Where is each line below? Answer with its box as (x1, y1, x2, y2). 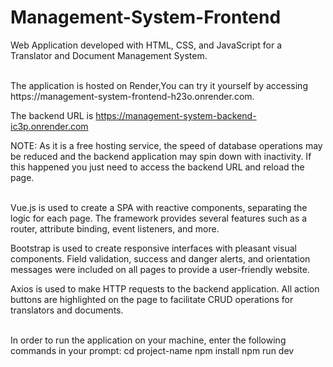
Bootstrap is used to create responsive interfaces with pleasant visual (10, 242, 297, 254)
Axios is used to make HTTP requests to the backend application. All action (10, 282, 320, 295)
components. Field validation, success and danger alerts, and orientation (10, 252, 311, 265)
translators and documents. (10, 304, 124, 316)
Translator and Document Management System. (10, 49, 208, 61)
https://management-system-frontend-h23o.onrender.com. (10, 90, 255, 102)
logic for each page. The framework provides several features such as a (10, 212, 308, 224)
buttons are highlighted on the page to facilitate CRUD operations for (10, 293, 294, 305)
